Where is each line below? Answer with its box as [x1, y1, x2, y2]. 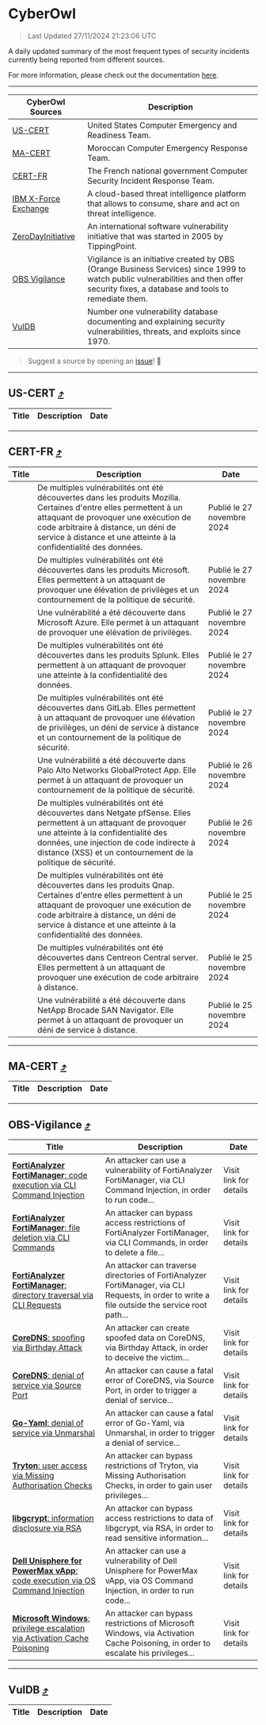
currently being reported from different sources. [8, 55, 165, 64]
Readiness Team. [86, 129, 151, 140]
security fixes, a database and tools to [86, 283, 230, 294]
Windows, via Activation [104, 1627, 195, 1639]
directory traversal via [12, 1290, 93, 1301]
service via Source [12, 1380, 82, 1391]
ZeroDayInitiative [12, 231, 75, 242]
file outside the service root [104, 1300, 207, 1311]
